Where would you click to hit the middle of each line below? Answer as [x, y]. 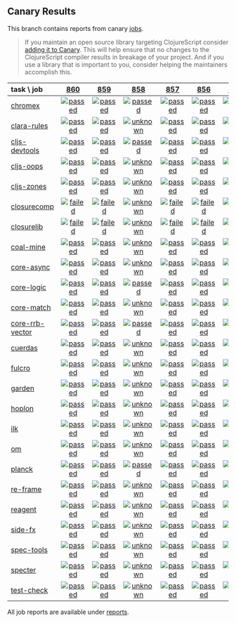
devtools [25, 150]
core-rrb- [28, 323]
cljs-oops [27, 166]
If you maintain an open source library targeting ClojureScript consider [126, 42]
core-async [31, 267]
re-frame [26, 489]
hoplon [22, 408]
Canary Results [41, 12]
